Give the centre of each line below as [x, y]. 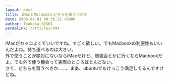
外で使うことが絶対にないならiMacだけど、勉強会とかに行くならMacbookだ [84, 56]
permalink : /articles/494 [32, 28]
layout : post [19, 10]
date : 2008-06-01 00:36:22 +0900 [40, 19]
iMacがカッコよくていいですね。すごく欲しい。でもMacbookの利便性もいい [84, 43]
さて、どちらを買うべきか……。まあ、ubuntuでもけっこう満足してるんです [82, 68]
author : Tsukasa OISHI [29, 24]
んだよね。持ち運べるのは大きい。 [41, 49]
